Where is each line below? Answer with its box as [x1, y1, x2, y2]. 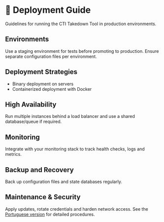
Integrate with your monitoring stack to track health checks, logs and [5, 146, 145, 152]
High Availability [5, 100, 57, 109]
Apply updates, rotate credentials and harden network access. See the [5, 206, 149, 212]
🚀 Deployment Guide [5, 4, 91, 16]
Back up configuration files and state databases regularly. [5, 179, 122, 185]
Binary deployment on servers [12, 81, 74, 87]
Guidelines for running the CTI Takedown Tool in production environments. [5, 21, 157, 27]
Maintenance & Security [5, 193, 81, 201]
